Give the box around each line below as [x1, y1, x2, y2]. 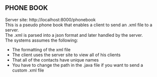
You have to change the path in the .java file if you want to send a [12, 62, 143, 68]
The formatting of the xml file [12, 46, 71, 52]
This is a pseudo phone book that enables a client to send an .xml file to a [5, 22, 153, 28]
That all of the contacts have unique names [12, 57, 99, 62]
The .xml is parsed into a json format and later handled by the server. [5, 32, 143, 38]
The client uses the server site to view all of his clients [12, 52, 121, 58]
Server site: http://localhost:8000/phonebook [5, 16, 96, 22]
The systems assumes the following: [5, 37, 78, 43]
